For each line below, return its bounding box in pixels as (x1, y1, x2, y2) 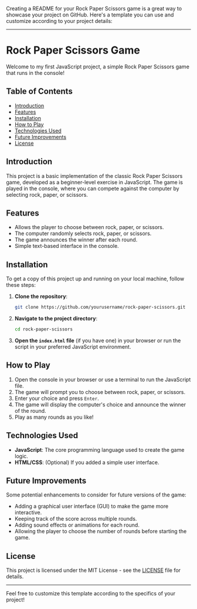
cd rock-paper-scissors (14, 326, 73, 332)
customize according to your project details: (6, 18, 113, 24)
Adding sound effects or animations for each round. (14, 521, 140, 529)
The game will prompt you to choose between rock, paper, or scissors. (14, 388, 186, 395)
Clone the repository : (14, 293, 68, 300)
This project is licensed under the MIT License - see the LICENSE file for (6, 567, 181, 574)
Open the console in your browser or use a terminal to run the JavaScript (14, 376, 191, 383)
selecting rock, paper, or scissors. (6, 191, 88, 198)
